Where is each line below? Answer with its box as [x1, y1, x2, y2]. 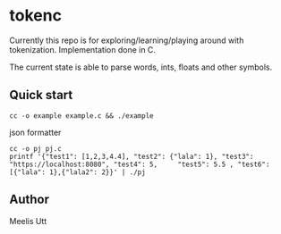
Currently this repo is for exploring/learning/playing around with [9, 35, 244, 46]
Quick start [9, 88, 73, 103]
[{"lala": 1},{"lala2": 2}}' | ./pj [9, 167, 146, 177]
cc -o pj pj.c [9, 144, 63, 153]
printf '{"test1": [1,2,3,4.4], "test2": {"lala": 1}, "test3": [9, 152, 254, 161]
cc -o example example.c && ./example [9, 111, 154, 121]
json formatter [9, 127, 62, 138]
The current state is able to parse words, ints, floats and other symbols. [9, 62, 273, 72]
